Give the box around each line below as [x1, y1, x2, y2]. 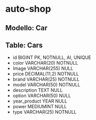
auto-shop [5, 3, 51, 15]
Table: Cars [5, 41, 43, 49]
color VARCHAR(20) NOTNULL [12, 60, 79, 66]
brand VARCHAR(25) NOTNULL [12, 76, 80, 83]
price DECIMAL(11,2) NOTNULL [12, 71, 79, 77]
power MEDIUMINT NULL [12, 104, 67, 110]
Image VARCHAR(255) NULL [12, 65, 73, 72]
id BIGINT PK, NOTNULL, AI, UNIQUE [12, 54, 91, 61]
